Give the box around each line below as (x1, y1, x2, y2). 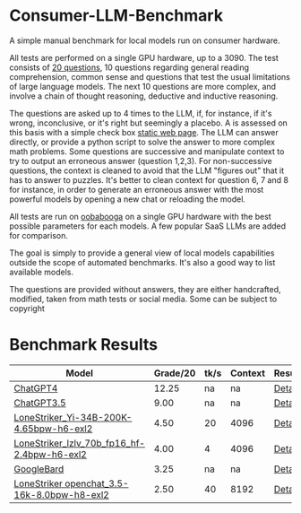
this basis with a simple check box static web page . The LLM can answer (9, 126, 279, 137)
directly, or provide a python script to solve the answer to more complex (9, 136, 276, 147)
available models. (9, 266, 74, 277)
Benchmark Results (9, 335, 159, 355)
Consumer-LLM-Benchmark (9, 5, 224, 26)
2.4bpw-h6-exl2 (13, 448, 87, 460)
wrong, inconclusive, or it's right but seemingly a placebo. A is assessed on (9, 117, 288, 128)
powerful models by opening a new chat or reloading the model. (9, 194, 246, 204)
